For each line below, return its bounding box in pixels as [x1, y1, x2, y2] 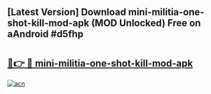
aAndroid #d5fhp [7, 28, 84, 40]
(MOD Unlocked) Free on [90, 18, 201, 29]
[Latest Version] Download [7, 6, 127, 18]
